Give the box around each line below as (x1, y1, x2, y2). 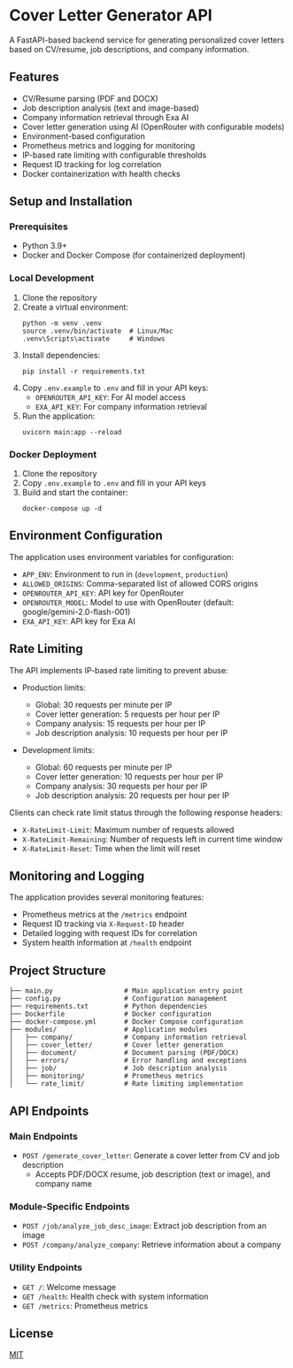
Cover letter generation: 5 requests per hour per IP (35, 709, 220, 719)
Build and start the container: (21, 488, 128, 498)
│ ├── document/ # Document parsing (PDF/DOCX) (9, 1049, 240, 1057)
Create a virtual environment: (21, 302, 128, 312)
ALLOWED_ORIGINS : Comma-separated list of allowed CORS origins (21, 578, 258, 588)
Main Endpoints (9, 1130, 78, 1142)
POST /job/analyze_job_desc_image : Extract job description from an (21, 1220, 267, 1231)
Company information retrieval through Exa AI (21, 111, 189, 122)
